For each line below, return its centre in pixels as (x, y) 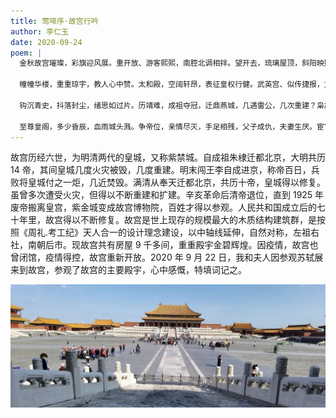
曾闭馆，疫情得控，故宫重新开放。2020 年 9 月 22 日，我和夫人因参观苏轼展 (167, 257)
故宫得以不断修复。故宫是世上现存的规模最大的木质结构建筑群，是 (180, 220)
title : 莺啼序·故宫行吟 (54, 21)
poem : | (26, 53)
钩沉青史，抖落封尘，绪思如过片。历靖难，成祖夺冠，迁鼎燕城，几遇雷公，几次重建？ (168, 105)
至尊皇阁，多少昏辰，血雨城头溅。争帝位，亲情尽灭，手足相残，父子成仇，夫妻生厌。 (168, 126)
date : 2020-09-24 (46, 42)
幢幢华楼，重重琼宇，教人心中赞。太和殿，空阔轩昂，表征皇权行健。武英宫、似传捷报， (172, 85)
